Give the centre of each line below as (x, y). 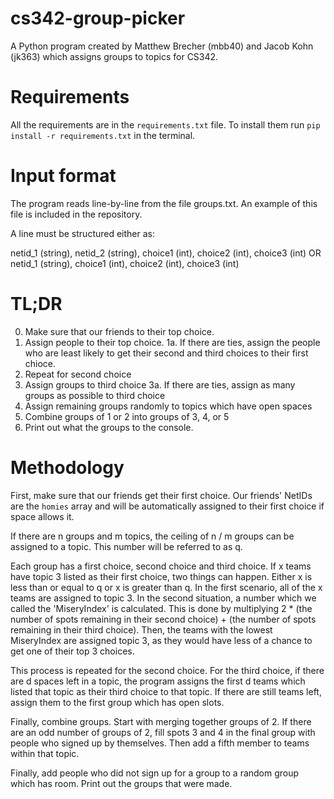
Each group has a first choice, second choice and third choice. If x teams (161, 566)
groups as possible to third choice (95, 395)
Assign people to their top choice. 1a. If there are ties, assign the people (172, 342)
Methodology (67, 467)
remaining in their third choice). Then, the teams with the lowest (141, 629)
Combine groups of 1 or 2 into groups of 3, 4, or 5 (127, 416)
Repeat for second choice (78, 374)
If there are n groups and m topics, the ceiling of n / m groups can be (152, 536)
